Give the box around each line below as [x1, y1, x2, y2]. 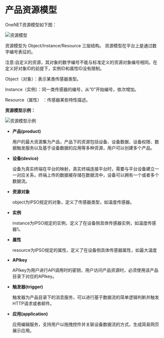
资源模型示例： [5, 107, 35, 113]
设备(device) [12, 155, 39, 161]
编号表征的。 [9, 49, 35, 55]
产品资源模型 [5, 4, 58, 16]
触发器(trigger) [12, 284, 43, 290]
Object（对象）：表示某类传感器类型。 [5, 76, 81, 82]
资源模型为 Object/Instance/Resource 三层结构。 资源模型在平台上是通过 [5, 42, 153, 48]
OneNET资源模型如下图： [5, 22, 57, 28]
